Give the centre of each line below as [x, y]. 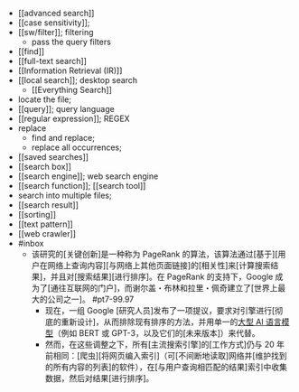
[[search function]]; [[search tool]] [82, 186]
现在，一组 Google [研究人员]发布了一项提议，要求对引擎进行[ [160, 310]
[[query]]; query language [66, 109]
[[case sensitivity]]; [54, 23]
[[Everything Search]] [72, 90]
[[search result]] [48, 205]
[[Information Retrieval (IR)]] [70, 70]
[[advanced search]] [56, 13]
